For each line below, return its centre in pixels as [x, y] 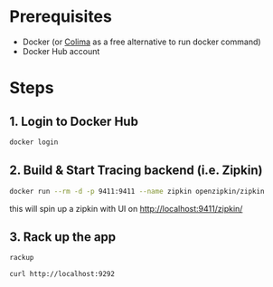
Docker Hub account [61, 51]
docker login [34, 142]
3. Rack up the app [63, 237]
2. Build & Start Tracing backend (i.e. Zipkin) [136, 171]
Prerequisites [61, 17]
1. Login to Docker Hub [74, 121]
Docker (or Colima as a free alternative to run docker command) [141, 42]
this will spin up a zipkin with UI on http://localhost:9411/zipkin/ [126, 208]
